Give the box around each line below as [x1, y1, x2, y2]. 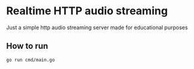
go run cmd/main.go [6, 57, 55, 63]
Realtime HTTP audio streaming [6, 4, 168, 18]
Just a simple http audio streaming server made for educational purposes [6, 24, 188, 31]
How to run [6, 41, 49, 51]
